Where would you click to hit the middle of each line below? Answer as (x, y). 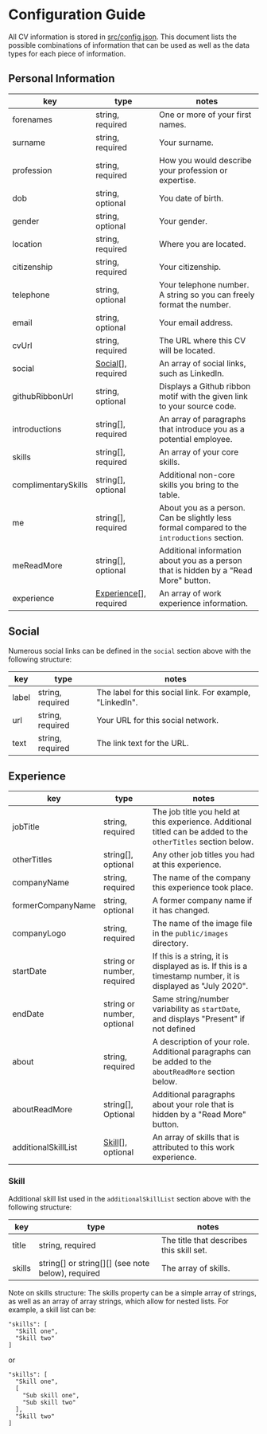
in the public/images (190, 933)
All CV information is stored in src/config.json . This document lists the (122, 37)
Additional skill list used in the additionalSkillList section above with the (130, 1198)
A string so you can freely (207, 295)
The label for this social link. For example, (174, 692)
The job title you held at (196, 812)
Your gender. (183, 221)
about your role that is (193, 1104)
